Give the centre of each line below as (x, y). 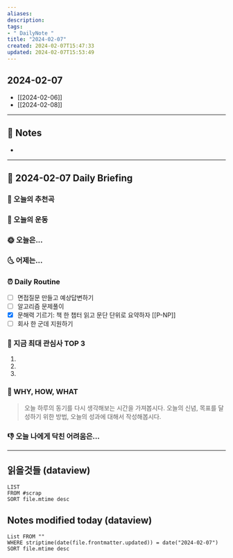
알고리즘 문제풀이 (41, 306)
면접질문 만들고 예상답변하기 (55, 297)
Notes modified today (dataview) (80, 521)
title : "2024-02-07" (37, 40)
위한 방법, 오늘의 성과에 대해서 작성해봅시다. (102, 416)
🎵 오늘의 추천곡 (31, 199)
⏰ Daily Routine (34, 281)
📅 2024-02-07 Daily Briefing (70, 178)
